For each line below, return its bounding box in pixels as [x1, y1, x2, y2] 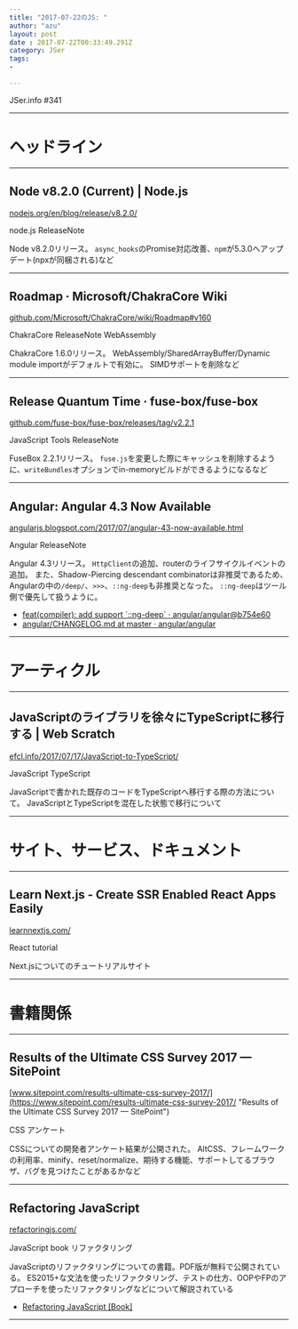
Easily [9, 901, 43, 916]
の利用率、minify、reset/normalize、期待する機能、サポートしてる [9, 1155, 253, 1165]
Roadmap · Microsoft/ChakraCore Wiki [9, 289, 228, 304]
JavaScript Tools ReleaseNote [9, 435, 120, 446]
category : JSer [9, 46, 66, 55]
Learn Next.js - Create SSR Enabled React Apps [9, 887, 277, 903]
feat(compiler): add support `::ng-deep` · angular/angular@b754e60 [21, 609, 271, 620]
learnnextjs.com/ [9, 924, 71, 935]
